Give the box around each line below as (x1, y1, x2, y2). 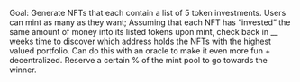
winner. (9, 64, 37, 75)
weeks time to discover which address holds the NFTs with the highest (9, 36, 272, 46)
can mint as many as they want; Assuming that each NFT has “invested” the (9, 17, 291, 28)
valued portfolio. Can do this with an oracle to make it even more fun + (9, 45, 271, 56)
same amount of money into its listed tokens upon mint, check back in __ (9, 27, 278, 37)
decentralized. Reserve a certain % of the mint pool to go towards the (9, 55, 268, 65)
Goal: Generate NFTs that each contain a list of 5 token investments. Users (9, 8, 286, 18)
